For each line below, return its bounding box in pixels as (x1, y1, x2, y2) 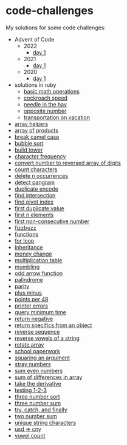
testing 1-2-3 (14, 386, 47, 394)
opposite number (23, 107, 67, 114)
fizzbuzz (14, 224, 37, 231)
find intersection (14, 191, 56, 199)
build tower (14, 146, 43, 153)
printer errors (14, 302, 48, 309)
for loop (14, 237, 35, 245)
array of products (14, 127, 59, 134)
